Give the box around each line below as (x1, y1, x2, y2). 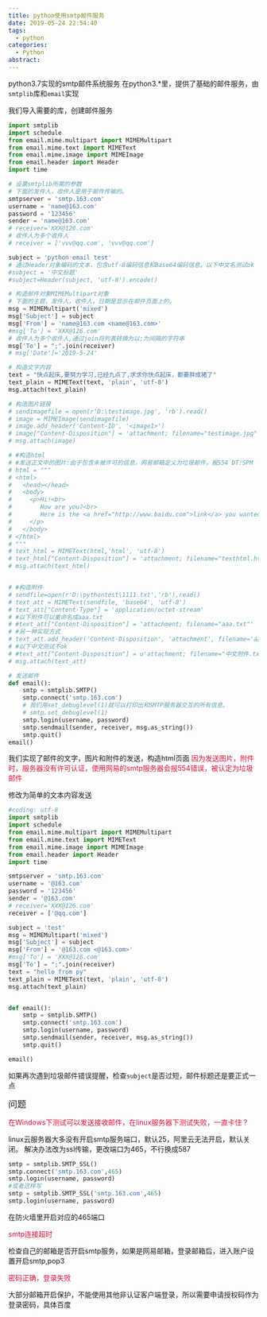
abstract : (8, 56, 41, 64)
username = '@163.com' (8, 880, 83, 888)
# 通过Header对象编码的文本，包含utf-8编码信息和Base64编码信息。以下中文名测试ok (8, 261, 255, 269)
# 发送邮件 (8, 672, 40, 680)
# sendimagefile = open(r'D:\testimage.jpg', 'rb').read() (8, 407, 208, 416)
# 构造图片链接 (8, 400, 52, 408)
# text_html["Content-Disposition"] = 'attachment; (8, 555, 183, 563)
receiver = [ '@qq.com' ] (8, 909, 87, 917)
